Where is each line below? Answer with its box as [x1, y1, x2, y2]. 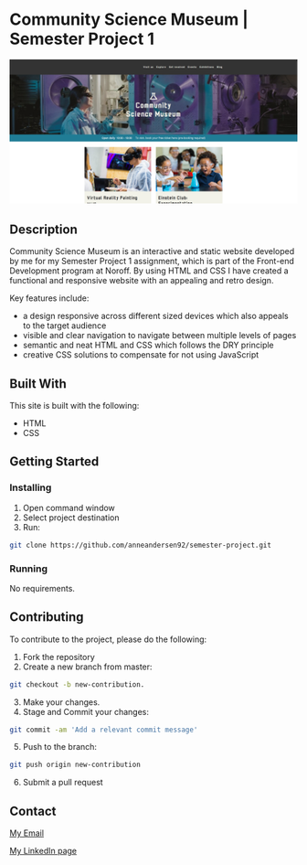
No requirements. [9, 582, 76, 593]
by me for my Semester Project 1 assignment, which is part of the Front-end [9, 256, 295, 267]
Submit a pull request [22, 777, 103, 788]
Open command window [22, 502, 116, 513]
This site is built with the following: [9, 400, 140, 411]
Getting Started [9, 454, 100, 470]
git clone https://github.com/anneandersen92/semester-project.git [9, 540, 272, 550]
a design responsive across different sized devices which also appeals [22, 311, 290, 322]
